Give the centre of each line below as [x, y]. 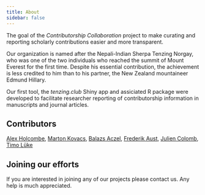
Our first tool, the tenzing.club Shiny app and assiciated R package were [97, 91]
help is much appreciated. [39, 186]
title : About [23, 12]
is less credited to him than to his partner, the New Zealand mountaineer [97, 73]
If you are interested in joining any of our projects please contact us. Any [98, 179]
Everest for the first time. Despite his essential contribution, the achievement [103, 67]
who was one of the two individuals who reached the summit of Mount [95, 60]
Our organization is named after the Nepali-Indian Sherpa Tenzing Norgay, [100, 53]
